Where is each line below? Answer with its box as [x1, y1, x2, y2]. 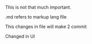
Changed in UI [5, 33, 35, 39]
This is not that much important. [5, 4, 71, 10]
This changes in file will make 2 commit [5, 23, 87, 29]
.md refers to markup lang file [5, 14, 67, 19]
